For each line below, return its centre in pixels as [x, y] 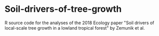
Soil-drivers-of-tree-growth [63, 9]
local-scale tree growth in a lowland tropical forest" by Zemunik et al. [75, 28]
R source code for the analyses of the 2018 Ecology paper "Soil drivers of [79, 23]
